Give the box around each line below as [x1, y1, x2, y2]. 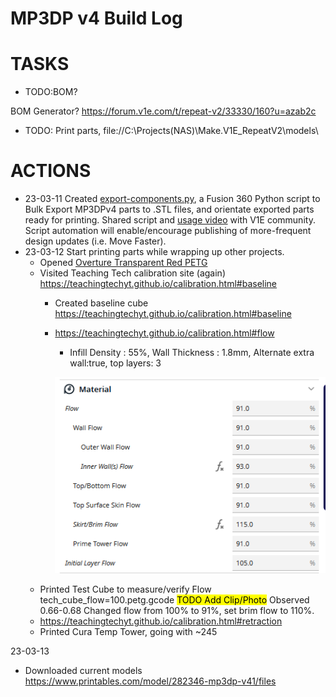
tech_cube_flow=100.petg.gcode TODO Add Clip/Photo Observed [39, 593, 310, 606]
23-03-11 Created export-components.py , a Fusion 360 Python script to [24, 193, 321, 205]
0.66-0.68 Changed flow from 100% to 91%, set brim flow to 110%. [39, 604, 315, 616]
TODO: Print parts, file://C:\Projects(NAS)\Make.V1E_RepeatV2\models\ [24, 125, 319, 137]
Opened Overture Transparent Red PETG [39, 257, 208, 269]
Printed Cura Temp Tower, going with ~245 [39, 625, 218, 637]
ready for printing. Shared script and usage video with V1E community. [24, 214, 316, 226]
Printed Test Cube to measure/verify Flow [39, 583, 212, 595]
